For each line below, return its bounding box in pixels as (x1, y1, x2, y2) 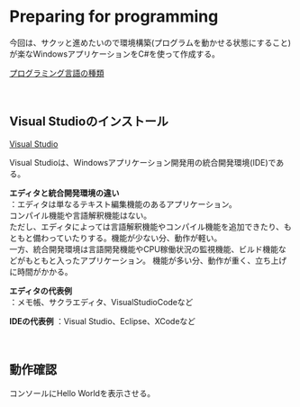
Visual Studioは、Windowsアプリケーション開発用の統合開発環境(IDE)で (9, 157, 277, 167)
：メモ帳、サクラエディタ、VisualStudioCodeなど (9, 296, 194, 307)
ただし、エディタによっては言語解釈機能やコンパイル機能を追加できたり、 (9, 221, 285, 231)
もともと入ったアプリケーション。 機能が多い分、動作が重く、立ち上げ (24, 255, 287, 266)
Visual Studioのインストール (9, 114, 168, 130)
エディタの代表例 (9, 285, 73, 296)
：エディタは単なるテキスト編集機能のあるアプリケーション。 (9, 198, 237, 209)
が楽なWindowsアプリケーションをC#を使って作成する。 (9, 48, 221, 59)
